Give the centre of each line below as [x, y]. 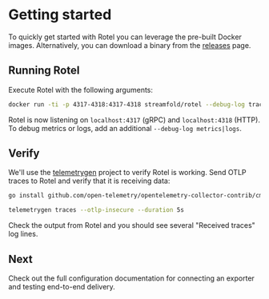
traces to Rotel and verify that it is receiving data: [89, 181]
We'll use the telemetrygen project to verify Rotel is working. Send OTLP [127, 173]
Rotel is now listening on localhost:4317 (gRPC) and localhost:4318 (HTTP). [134, 120]
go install [26, 196]
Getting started [60, 15]
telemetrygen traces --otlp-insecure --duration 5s [96, 210]
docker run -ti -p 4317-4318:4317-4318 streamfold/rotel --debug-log [127, 104]
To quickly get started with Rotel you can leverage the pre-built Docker [125, 37]
